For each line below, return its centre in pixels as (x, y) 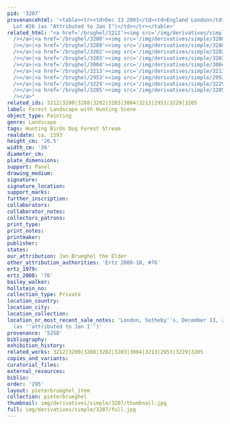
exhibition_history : (37, 346)
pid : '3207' (24, 13)
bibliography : (27, 339)
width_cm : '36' (29, 148)
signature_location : (37, 186)
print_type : (24, 224)
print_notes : (26, 231)
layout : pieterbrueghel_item (49, 390)
